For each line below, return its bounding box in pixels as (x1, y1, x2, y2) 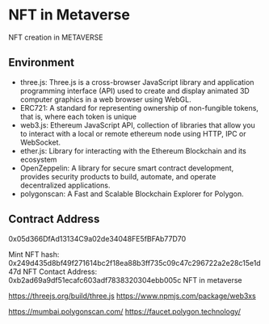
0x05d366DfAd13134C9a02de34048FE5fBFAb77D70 (8, 234, 187, 243)
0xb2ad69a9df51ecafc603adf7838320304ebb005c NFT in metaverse (8, 275, 242, 284)
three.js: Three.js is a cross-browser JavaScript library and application (19, 77, 254, 86)
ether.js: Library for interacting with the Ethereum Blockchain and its (19, 145, 246, 155)
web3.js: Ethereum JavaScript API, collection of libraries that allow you (19, 120, 256, 130)
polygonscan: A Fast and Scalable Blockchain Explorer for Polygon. (19, 188, 244, 199)
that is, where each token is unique (19, 112, 137, 121)
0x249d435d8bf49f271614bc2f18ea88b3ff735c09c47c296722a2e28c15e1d (8, 258, 261, 267)
